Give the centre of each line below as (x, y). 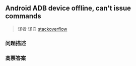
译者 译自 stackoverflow (42, 29)
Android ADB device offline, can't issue (68, 8)
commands (23, 16)
